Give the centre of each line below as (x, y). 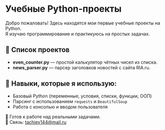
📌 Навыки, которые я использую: (61, 84)
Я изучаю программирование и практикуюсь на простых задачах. (78, 34)
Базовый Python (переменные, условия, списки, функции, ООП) (82, 96)
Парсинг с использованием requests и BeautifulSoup (70, 101)
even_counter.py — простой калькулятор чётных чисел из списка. (85, 62)
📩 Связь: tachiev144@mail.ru (36, 122)
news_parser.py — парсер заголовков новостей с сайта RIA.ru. (81, 67)
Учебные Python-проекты (63, 9)
